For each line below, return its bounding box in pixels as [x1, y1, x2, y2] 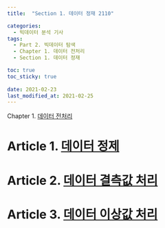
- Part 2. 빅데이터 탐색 [13, 42, 76, 49]
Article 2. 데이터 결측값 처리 [7, 172, 158, 188]
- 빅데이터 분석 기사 [13, 29, 64, 36]
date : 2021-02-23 [7, 86, 57, 93]
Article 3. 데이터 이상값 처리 [7, 207, 158, 222]
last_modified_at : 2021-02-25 [7, 92, 94, 100]
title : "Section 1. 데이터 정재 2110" [7, 10, 115, 17]
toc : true [7, 67, 36, 73]
